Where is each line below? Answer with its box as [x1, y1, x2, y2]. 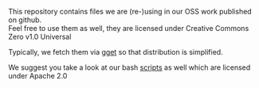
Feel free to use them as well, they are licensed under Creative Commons [8, 24, 249, 33]
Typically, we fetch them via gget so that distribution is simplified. [8, 48, 223, 56]
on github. [8, 15, 42, 25]
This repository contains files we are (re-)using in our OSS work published [8, 7, 253, 16]
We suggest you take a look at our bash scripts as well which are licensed [8, 63, 251, 72]
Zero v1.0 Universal [8, 32, 72, 41]
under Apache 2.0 [8, 71, 68, 80]
